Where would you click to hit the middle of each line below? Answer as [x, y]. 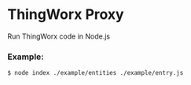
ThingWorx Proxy [66, 15]
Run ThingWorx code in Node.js [59, 36]
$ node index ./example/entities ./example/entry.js [95, 73]
